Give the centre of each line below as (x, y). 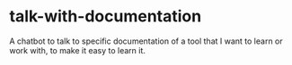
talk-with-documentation (106, 16)
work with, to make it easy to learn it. (78, 50)
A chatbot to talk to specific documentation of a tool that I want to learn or (146, 41)
